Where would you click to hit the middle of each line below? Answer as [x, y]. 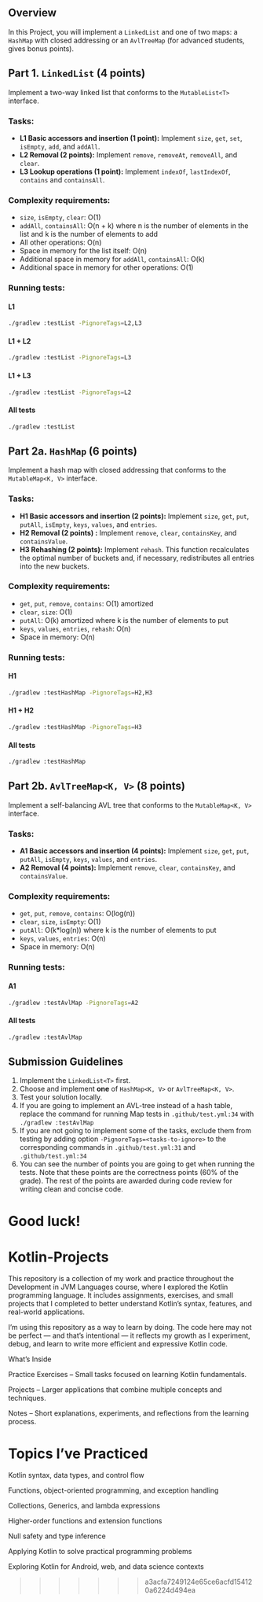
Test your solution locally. [61, 1097]
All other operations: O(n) [60, 242]
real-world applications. [46, 1312]
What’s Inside [30, 1359]
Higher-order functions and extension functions [85, 1521]
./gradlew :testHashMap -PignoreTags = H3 [75, 727]
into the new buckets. [55, 566]
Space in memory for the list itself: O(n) [83, 251]
